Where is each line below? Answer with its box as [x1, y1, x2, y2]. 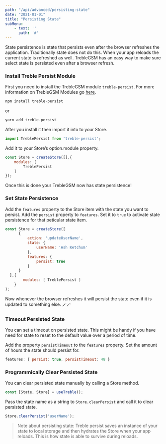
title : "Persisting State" [5, 16, 61, 21]
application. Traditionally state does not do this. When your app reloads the [5, 49, 159, 55]
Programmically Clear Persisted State [5, 369, 98, 376]
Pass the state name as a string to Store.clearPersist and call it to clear [5, 399, 154, 405]
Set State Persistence [5, 195, 59, 202]
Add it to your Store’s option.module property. [5, 145, 99, 151]
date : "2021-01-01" [5, 12, 46, 17]
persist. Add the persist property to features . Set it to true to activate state [5, 212, 160, 218]
